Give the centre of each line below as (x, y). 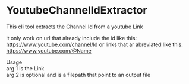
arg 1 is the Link (25, 68)
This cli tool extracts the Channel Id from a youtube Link (75, 27)
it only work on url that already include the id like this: (72, 38)
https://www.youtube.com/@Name (49, 50)
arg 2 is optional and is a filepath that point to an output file (78, 75)
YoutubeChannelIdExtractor (77, 10)
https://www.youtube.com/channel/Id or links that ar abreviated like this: (94, 44)
